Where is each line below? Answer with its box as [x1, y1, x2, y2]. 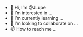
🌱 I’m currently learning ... [10, 15, 64, 21]
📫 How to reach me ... [10, 26, 57, 32]
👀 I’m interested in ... [10, 10, 53, 16]
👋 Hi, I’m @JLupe [10, 5, 46, 10]
